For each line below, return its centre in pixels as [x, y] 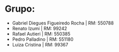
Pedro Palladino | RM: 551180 [43, 39]
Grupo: [20, 9]
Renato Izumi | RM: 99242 [40, 28]
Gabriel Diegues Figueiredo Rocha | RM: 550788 [63, 23]
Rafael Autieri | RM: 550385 [41, 34]
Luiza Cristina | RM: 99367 [40, 44]
